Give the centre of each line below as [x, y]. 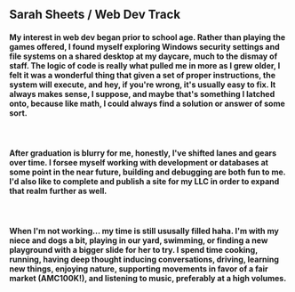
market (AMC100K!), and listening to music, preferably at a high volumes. [148, 279]
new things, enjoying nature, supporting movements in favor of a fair [139, 269]
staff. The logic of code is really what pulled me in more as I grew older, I [145, 65]
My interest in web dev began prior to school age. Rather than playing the [147, 37]
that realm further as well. [58, 191]
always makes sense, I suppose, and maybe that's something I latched [142, 93]
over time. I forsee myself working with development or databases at [139, 163]
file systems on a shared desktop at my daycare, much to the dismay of [144, 56]
